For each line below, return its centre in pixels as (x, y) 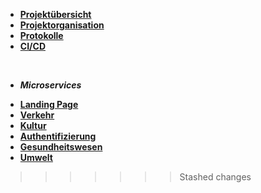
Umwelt (36, 157)
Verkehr (37, 115)
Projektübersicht (55, 14)
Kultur (33, 125)
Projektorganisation (62, 25)
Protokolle (41, 35)
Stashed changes (215, 177)
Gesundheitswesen (61, 147)
